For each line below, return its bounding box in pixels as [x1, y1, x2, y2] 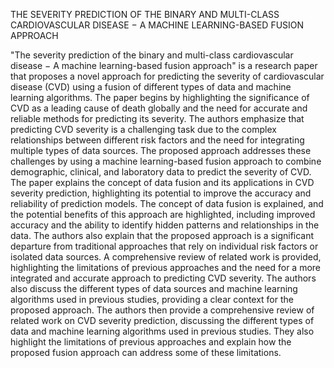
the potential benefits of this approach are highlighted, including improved [10, 209, 316, 220]
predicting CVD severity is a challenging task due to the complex [10, 124, 277, 135]
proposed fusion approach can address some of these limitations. [10, 347, 282, 358]
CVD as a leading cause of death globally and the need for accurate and [10, 102, 308, 114]
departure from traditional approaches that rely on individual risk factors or [10, 240, 319, 252]
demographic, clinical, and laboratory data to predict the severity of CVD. [10, 166, 312, 178]
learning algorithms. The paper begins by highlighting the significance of [10, 92, 310, 103]
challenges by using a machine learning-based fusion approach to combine [10, 155, 322, 167]
